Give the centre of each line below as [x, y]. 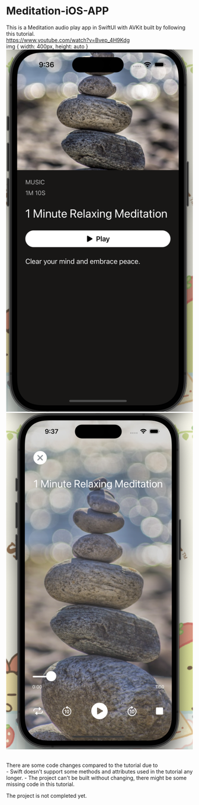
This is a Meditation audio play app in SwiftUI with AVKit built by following [96, 27]
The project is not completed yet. [46, 796]
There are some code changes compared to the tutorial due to [82, 765]
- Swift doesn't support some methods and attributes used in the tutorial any [99, 772]
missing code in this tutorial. [41, 784]
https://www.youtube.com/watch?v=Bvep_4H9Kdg [68, 40]
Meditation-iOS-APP [58, 11]
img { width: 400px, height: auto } [47, 46]
